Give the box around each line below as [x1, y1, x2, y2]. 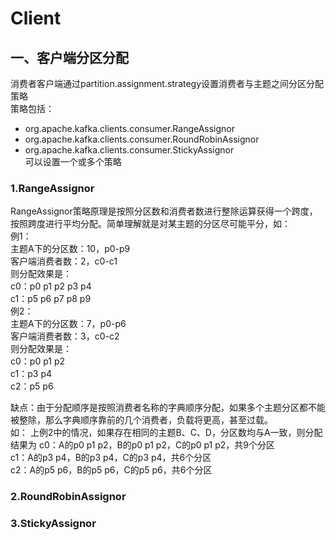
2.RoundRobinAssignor [10, 490, 127, 504]
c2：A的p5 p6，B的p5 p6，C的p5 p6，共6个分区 [10, 464, 213, 476]
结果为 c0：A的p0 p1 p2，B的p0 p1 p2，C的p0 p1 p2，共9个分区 [10, 439, 276, 451]
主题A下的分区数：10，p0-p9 [10, 243, 131, 255]
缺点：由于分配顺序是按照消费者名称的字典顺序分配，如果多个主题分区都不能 [10, 402, 326, 414]
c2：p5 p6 [10, 380, 54, 392]
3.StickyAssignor [10, 517, 97, 531]
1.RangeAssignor [10, 181, 95, 195]
